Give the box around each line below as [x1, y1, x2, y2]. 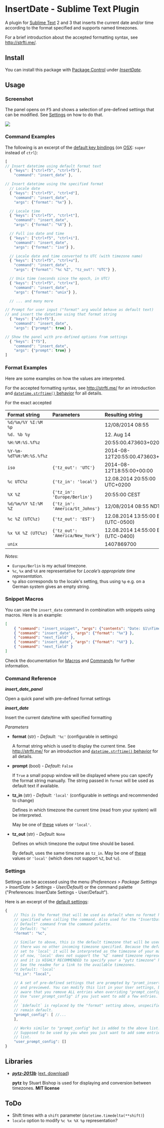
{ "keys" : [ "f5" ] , [9, 339, 47, 344]
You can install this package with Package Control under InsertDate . [5, 67, 143, 72]
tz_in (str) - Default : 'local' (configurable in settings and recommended [12, 792, 158, 799]
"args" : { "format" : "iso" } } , [14, 245, 76, 250]
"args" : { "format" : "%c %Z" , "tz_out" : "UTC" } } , [14, 267, 117, 272]
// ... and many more [9, 299, 54, 304]
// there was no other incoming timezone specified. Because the [14, 944, 150, 949]
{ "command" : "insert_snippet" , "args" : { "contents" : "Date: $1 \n [14, 626, 152, 631]
